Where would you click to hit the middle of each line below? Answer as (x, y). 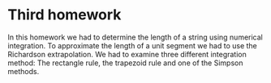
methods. (24, 71)
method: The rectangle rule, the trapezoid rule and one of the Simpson (125, 63)
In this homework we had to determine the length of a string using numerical (135, 37)
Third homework (65, 15)
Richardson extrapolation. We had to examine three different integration (127, 54)
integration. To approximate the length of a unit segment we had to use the (132, 45)
